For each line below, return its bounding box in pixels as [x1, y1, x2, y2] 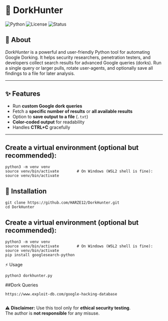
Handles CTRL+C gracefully [12, 124, 70, 130]
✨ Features [5, 90, 40, 98]
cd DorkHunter [5, 205, 35, 210]
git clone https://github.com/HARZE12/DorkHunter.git [5, 200, 120, 205]
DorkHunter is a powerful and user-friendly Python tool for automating [5, 49, 150, 55]
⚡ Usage [5, 262, 23, 267]
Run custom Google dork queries [12, 103, 82, 109]
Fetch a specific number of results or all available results [12, 108, 133, 114]
